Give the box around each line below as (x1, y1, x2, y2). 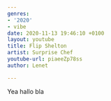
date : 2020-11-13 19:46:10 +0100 (7, 29, 105, 37)
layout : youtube (7, 36, 54, 43)
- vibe (7, 23, 27, 30)
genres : (7, 10, 30, 17)
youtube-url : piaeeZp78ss (7, 56, 82, 63)
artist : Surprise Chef (7, 49, 73, 56)
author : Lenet (7, 62, 49, 69)
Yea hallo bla (7, 87, 44, 95)
